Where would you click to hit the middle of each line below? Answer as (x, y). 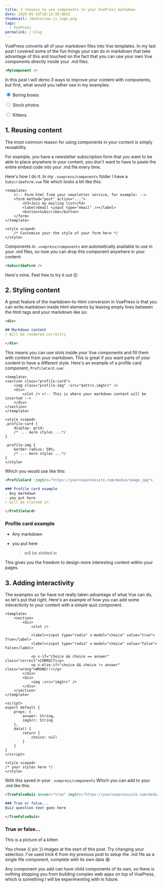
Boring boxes (26, 95)
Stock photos (26, 105)
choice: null (44, 738)
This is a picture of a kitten (32, 840)
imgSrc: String (38, 721)
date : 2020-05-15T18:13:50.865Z (38, 14)
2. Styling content (33, 290)
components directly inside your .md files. (47, 62)
